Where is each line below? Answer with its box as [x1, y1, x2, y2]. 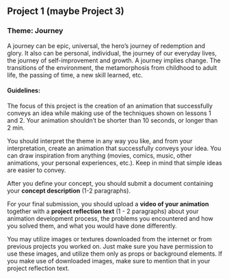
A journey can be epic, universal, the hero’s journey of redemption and [7, 41, 206, 50]
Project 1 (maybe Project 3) [7, 5, 124, 17]
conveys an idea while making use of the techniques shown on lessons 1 [7, 109, 212, 117]
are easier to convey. [7, 166, 66, 174]
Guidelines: [7, 86, 41, 95]
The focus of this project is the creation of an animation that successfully [7, 101, 213, 110]
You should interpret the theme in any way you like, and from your [7, 136, 193, 145]
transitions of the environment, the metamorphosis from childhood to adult [7, 63, 217, 71]
